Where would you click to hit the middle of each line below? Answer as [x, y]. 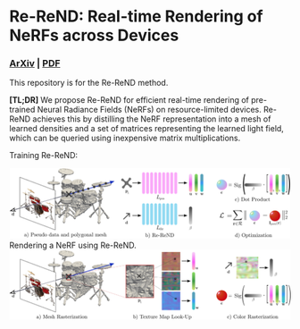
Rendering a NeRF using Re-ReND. [73, 245]
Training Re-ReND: [44, 156]
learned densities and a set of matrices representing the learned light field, [146, 129]
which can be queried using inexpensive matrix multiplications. [125, 138]
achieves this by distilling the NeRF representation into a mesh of [152, 119]
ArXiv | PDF [35, 63]
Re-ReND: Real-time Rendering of [136, 17]
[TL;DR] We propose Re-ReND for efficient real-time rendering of [129, 100]
